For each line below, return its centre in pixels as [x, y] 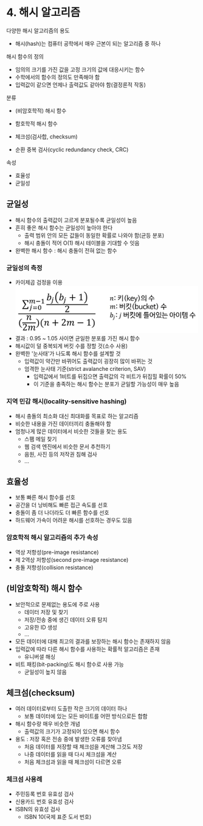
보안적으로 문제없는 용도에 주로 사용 [57, 604]
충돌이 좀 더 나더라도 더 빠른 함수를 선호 [62, 512]
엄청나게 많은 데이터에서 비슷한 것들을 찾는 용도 [71, 431]
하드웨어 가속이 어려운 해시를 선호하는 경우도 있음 [74, 520]
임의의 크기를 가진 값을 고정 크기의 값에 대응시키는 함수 [80, 69]
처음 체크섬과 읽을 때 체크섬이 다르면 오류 [73, 762]
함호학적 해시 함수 [36, 123]
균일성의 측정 [24, 268]
